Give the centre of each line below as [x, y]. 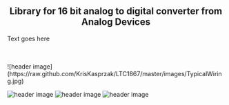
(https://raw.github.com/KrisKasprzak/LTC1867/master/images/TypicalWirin [114, 73]
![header [19, 66]
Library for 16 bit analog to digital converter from [116, 11]
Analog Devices [116, 22]
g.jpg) [16, 81]
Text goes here [29, 38]
